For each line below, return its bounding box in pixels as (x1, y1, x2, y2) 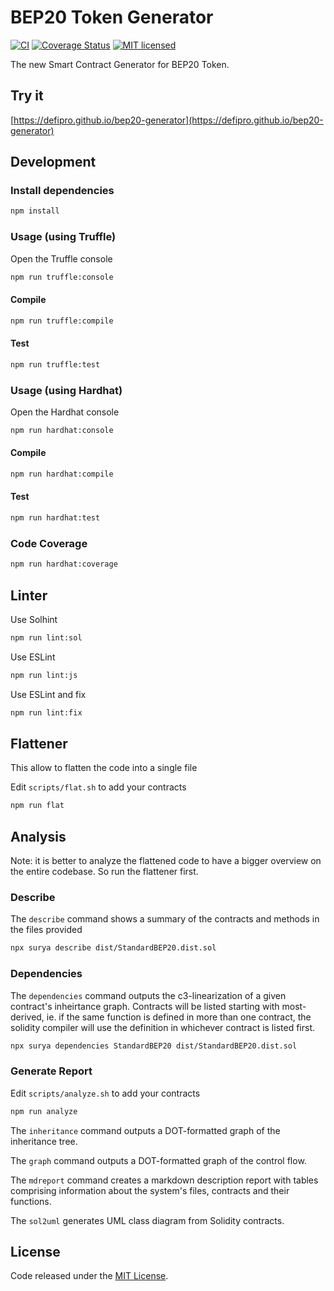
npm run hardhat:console (10, 425, 114, 435)
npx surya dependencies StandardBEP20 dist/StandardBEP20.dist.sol (10, 1041, 298, 1051)
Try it (10, 87, 44, 105)
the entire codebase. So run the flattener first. (10, 866, 199, 878)
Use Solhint (10, 613, 58, 625)
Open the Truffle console (10, 252, 113, 265)
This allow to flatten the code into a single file (10, 762, 198, 774)
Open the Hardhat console (10, 406, 120, 418)
